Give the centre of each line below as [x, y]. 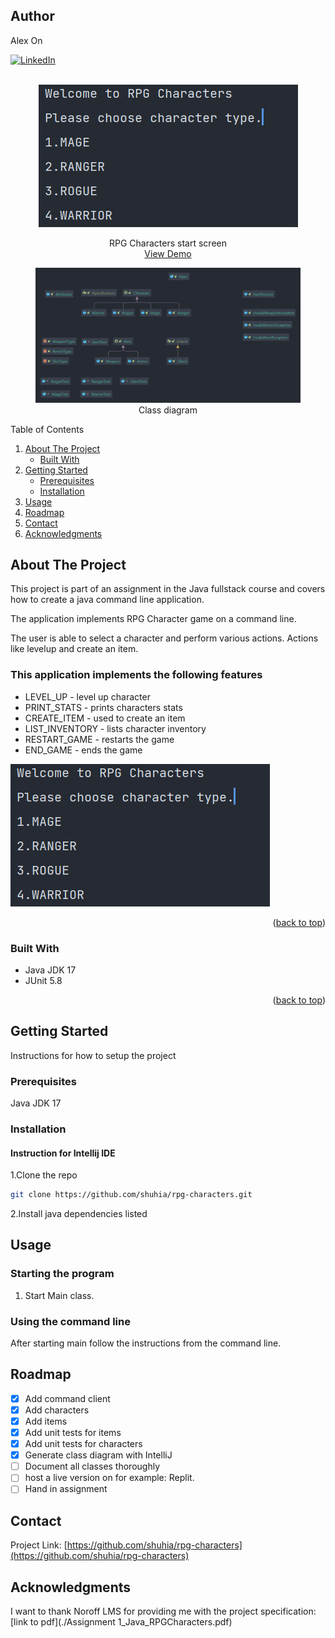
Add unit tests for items [73, 1433]
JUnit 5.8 [43, 980]
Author [32, 16]
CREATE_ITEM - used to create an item [105, 718]
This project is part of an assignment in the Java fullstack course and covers [168, 589]
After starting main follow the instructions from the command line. [146, 1343]
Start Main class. [59, 1295]
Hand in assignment [66, 1489]
